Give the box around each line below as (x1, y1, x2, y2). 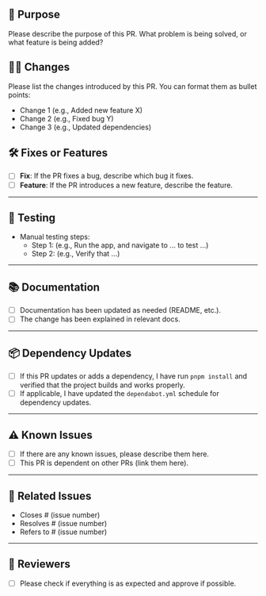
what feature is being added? (8, 37, 104, 47)
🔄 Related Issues (8, 489, 92, 502)
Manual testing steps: (19, 232, 90, 242)
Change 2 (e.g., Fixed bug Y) (19, 113, 114, 123)
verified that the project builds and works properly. (19, 380, 186, 390)
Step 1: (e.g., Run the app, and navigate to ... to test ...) (31, 240, 209, 250)
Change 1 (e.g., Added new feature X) (19, 105, 143, 115)
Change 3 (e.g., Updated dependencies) (19, 122, 152, 132)
